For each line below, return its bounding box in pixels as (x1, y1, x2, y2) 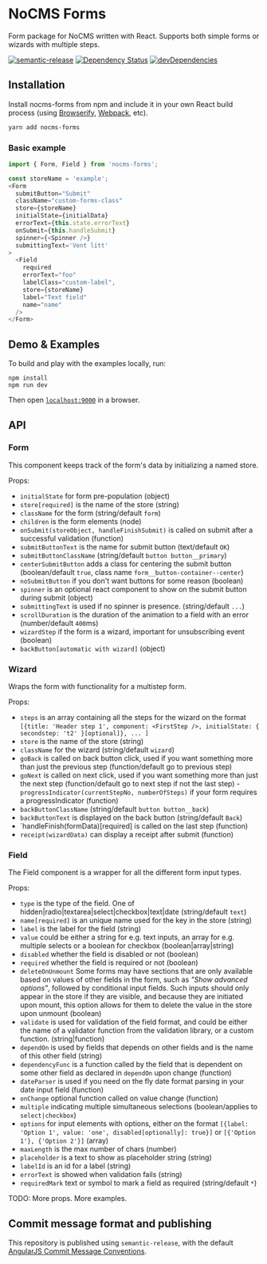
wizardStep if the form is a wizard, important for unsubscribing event (19, 627, 245, 636)
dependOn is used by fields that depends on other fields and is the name (19, 1042, 253, 1053)
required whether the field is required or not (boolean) (19, 958, 198, 967)
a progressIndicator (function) (19, 796, 119, 805)
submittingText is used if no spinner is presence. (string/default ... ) (19, 601, 245, 611)
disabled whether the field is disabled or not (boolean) (19, 950, 199, 959)
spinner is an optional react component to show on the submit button (19, 584, 247, 594)
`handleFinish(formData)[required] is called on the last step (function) (19, 821, 249, 831)
